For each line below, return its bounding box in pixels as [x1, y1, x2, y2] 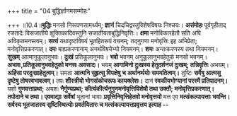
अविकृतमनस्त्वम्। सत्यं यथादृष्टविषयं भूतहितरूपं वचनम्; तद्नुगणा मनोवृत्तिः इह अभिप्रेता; [7, 37, 197, 45]
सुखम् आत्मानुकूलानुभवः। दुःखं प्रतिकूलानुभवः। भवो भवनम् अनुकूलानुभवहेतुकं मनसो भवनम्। [7, 53, 208, 61]
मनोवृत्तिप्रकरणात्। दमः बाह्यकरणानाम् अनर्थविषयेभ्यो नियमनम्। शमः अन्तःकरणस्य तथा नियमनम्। [7, 45, 219, 53]
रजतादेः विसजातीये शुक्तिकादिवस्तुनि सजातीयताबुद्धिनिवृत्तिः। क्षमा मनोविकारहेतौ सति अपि [7, 29, 202, 37]
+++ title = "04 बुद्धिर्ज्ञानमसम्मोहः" [7, 7, 91, 15]
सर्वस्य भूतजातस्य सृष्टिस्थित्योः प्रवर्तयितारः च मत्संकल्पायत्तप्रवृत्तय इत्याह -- [7, 100, 169, 109]
